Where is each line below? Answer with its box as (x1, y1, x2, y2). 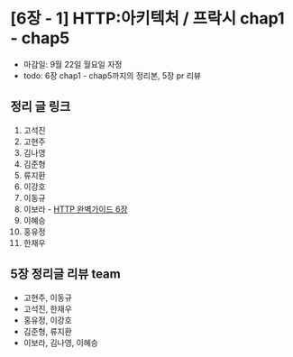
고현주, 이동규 (23, 292, 73, 303)
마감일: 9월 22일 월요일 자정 (23, 59, 123, 69)
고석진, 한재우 (23, 303, 73, 314)
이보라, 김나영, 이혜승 (23, 337, 98, 348)
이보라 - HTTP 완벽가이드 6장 (23, 204, 129, 215)
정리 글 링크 (10, 99, 71, 114)
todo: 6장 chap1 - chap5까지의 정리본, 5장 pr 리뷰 (23, 69, 202, 81)
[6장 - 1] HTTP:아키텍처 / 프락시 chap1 (10, 8, 285, 29)
